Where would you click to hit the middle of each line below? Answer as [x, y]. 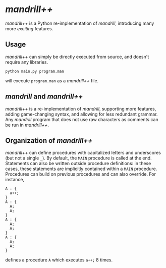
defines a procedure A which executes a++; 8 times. [59, 260]
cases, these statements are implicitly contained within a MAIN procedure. [81, 169]
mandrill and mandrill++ [44, 97]
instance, [15, 180]
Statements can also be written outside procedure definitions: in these [78, 164]
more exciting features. [29, 28]
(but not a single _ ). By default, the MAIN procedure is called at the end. [79, 158]
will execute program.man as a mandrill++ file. [52, 81]
